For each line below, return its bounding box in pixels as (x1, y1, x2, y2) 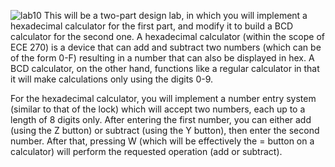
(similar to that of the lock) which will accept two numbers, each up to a (10, 103, 306, 115)
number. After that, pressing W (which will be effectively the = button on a (10, 135, 315, 147)
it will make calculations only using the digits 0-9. (10, 73, 214, 85)
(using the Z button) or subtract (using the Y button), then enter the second (10, 125, 320, 136)
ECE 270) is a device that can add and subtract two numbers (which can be (10, 41, 322, 53)
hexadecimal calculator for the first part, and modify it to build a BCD (10, 20, 294, 32)
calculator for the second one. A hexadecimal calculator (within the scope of (10, 31, 325, 42)
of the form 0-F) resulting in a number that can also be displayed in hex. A (10, 52, 315, 64)
